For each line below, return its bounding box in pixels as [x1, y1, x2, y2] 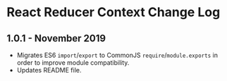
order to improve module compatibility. [16, 58, 130, 67]
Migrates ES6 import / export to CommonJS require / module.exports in [16, 51, 218, 59]
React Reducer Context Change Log [6, 4, 221, 20]
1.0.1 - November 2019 [6, 32, 106, 44]
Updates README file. [16, 66, 82, 74]
